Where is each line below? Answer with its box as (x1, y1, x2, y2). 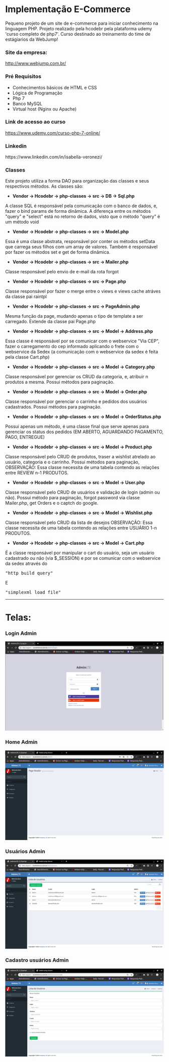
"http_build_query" (5, 570, 53, 576)
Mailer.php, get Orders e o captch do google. (5, 500, 99, 506)
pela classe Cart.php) (5, 354, 50, 360)
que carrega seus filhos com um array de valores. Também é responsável (5, 244, 158, 250)
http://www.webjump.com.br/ (5, 61, 66, 67)
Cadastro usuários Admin (5, 957, 69, 964)
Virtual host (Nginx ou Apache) (12, 106, 77, 112)
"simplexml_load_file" (5, 589, 61, 596)
